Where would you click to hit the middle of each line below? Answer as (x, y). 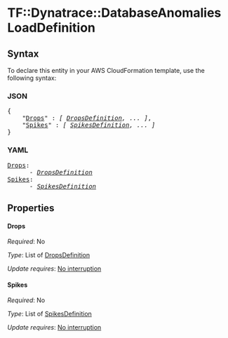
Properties (31, 208)
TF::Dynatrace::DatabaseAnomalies (114, 13)
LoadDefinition (52, 28)
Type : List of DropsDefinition (49, 255)
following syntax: (32, 78)
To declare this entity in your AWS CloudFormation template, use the (106, 70)
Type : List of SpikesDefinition (50, 314)
